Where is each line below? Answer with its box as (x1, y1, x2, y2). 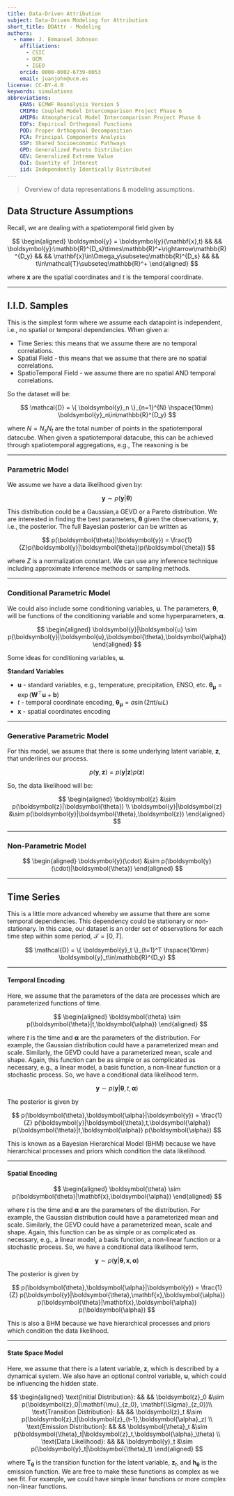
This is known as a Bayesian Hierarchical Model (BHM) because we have (7, 1139, 217, 1148)
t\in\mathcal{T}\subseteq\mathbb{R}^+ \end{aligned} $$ (36, 260, 198, 268)
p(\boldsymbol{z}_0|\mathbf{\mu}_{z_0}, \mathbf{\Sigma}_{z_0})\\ (22, 1400, 212, 1408)
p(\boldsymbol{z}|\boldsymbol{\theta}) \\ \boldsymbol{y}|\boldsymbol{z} (11, 802, 223, 811)
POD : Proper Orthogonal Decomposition (19, 127, 132, 134)
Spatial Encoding (7, 1169, 58, 1178)
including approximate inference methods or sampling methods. (7, 564, 191, 573)
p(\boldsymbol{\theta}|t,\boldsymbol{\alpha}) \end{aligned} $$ (26, 1019, 208, 1028)
